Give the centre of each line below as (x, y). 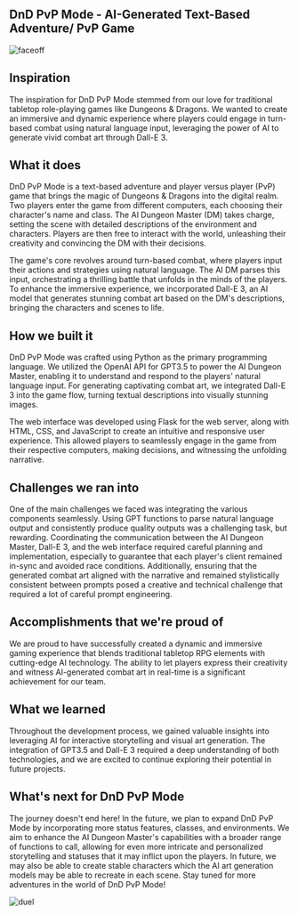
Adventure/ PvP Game (72, 29)
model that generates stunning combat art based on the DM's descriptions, (147, 298)
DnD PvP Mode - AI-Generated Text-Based (130, 15)
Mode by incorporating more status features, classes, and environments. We (149, 828)
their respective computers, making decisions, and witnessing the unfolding (148, 450)
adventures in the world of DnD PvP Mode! (88, 884)
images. (24, 405)
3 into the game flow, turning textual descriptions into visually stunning (139, 395)
